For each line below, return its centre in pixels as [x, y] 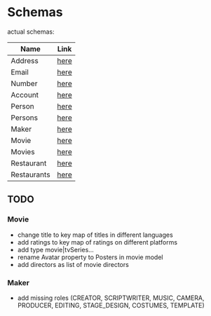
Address [25, 60]
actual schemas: [31, 32]
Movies [23, 151]
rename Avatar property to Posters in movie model [90, 257]
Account [25, 95]
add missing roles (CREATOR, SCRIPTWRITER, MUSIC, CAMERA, [111, 298]
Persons [25, 118]
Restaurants [30, 174]
